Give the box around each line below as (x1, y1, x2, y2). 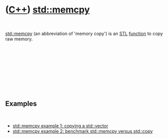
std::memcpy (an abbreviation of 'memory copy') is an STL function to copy (5, 30, 163, 36)
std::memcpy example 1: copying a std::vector (12, 122, 109, 129)
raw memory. (5, 36, 33, 42)
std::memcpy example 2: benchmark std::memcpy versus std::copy (12, 128, 153, 134)
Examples (5, 100, 37, 108)
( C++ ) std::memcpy (5, 4, 90, 16)
